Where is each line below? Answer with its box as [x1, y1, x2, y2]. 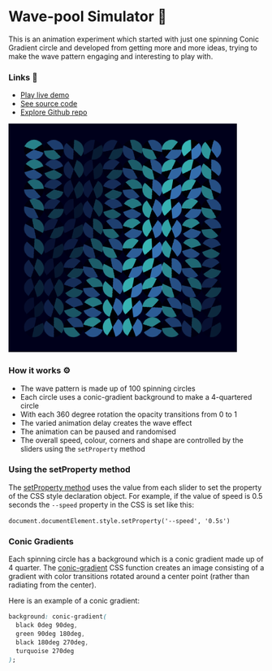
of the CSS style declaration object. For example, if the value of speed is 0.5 [8, 491, 263, 500]
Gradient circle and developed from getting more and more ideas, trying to [8, 42, 257, 52]
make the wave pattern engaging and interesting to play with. [8, 51, 214, 61]
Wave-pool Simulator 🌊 [8, 7, 167, 26]
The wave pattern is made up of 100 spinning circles [19, 383, 196, 393]
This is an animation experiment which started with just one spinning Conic [8, 34, 260, 44]
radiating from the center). [8, 580, 97, 590]
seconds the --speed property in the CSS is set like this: [8, 500, 195, 509]
